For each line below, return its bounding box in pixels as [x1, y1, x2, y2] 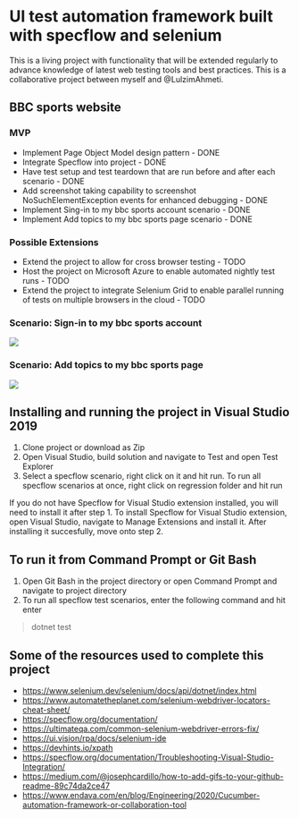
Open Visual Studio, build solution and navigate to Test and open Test [21, 452, 278, 463]
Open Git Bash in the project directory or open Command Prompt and [21, 575, 278, 587]
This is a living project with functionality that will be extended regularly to [9, 55, 278, 65]
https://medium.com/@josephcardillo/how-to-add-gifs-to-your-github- [21, 771, 284, 781]
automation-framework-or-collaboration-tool [21, 799, 187, 810]
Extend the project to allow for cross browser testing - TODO [21, 256, 246, 267]
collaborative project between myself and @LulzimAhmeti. [9, 73, 224, 84]
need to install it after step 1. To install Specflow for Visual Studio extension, [9, 507, 287, 518]
